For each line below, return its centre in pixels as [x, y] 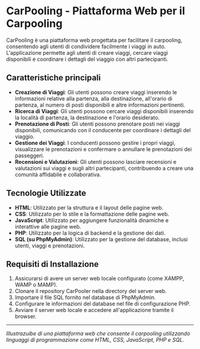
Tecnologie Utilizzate [46, 193]
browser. [26, 316]
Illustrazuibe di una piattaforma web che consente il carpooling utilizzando [98, 334]
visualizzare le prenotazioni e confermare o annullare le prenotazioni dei [103, 149]
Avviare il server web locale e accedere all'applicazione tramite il [94, 310]
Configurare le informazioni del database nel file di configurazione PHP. [103, 304]
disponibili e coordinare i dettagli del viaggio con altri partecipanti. [87, 59]
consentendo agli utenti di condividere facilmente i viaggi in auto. [86, 46]
